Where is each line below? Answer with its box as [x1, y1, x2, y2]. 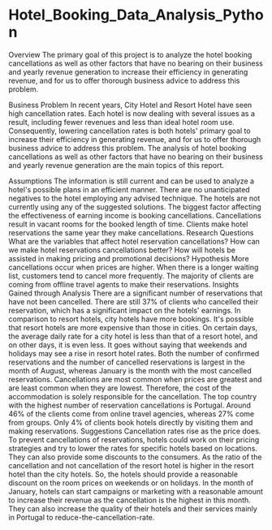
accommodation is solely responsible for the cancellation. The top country [8, 391, 257, 401]
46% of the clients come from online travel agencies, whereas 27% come [8, 408, 255, 419]
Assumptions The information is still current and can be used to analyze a [8, 176, 254, 186]
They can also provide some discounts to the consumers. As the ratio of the [8, 452, 262, 462]
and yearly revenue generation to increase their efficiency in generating [8, 67, 248, 76]
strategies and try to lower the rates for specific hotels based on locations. [8, 443, 258, 453]
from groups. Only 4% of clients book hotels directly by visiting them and [8, 417, 253, 427]
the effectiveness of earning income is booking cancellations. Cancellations [8, 210, 261, 220]
